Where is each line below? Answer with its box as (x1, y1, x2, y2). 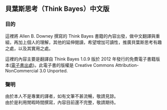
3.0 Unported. (39, 67, 68, 73)
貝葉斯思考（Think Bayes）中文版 (5, 4, 110, 13)
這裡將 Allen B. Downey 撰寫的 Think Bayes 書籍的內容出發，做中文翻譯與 (5, 33, 156, 39)
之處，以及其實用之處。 (5, 45, 53, 51)
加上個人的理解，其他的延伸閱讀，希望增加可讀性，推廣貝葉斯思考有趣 (18, 39, 162, 45)
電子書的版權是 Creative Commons (43, 62, 114, 68)
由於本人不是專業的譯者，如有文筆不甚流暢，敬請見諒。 (5, 93, 118, 99)
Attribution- (115, 62, 139, 68)
